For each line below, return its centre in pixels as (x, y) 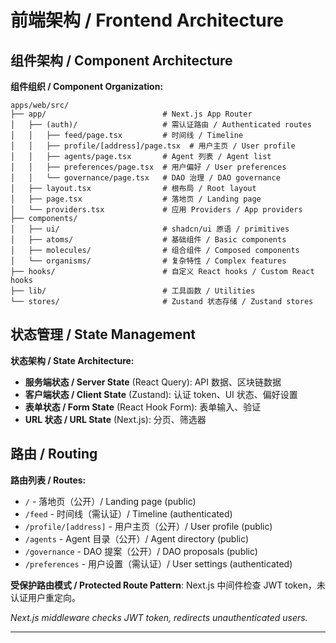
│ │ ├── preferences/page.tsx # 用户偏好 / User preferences (148, 167)
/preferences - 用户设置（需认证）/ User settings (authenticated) (158, 563)
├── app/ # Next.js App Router (131, 114)
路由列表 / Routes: (48, 480)
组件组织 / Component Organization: (87, 86)
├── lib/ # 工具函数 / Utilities (133, 291)
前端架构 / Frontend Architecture (147, 20)
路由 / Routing (54, 454)
